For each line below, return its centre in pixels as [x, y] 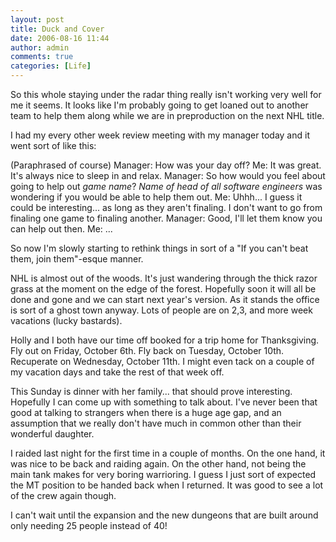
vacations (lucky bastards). [66, 320]
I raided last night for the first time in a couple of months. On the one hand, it [168, 453]
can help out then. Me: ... [61, 229]
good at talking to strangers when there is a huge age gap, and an [146, 412]
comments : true [42, 57]
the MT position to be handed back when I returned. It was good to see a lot [167, 485]
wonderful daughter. [52, 434]
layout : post [37, 19]
